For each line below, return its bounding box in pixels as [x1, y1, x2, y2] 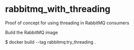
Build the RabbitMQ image [5, 29, 58, 35]
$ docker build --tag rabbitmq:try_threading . [5, 39, 96, 45]
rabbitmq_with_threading [5, 3, 111, 15]
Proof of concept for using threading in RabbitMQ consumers [5, 20, 130, 26]
